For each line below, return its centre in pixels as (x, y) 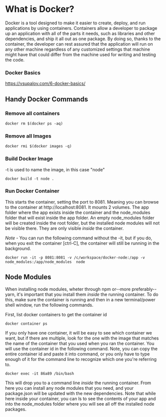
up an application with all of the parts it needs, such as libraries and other (80, 33)
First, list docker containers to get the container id (56, 314)
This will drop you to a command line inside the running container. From (78, 383)
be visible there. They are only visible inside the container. (64, 228)
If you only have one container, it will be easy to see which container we (79, 333)
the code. (15, 60)
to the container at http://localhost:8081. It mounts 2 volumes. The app (77, 207)
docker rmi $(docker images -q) (38, 146)
